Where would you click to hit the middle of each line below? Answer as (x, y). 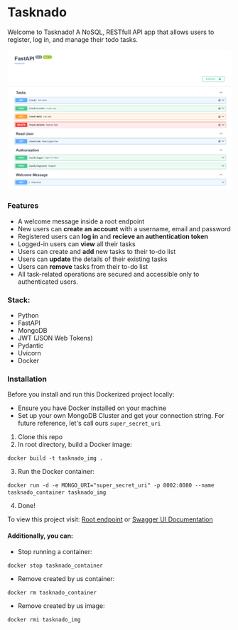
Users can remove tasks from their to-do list (83, 266)
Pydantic (31, 346)
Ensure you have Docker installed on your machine (92, 408)
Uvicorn (29, 353)
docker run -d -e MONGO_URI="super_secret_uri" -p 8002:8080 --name (111, 486)
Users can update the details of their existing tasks (92, 259)
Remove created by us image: (61, 606)
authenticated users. (48, 282)
